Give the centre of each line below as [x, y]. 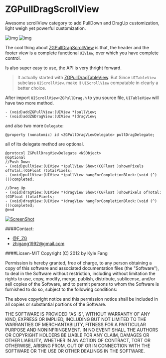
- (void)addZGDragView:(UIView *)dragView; [51, 116]
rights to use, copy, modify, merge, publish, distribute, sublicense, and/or [80, 279]
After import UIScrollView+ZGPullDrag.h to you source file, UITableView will [82, 98]
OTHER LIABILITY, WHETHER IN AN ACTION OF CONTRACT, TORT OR [78, 340]
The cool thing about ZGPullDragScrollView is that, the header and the [77, 47]
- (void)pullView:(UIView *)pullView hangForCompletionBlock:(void [77, 175]
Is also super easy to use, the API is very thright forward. [64, 68]
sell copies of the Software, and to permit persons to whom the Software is [82, 284]
